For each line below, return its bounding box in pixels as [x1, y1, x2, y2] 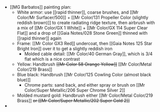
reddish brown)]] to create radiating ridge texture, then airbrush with [17, 20, 155, 25]
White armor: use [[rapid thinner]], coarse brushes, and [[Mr [17, 9, 139, 15]
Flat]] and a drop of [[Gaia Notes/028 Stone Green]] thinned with [17, 30, 148, 36]
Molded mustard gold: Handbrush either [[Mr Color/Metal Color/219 [17, 92, 153, 98]
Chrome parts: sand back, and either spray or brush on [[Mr [24, 82, 145, 88]
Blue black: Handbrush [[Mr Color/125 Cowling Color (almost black [17, 72, 152, 77]
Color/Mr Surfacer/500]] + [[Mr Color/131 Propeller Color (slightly [17, 15, 148, 20]
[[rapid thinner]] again [17, 35, 62, 41]
